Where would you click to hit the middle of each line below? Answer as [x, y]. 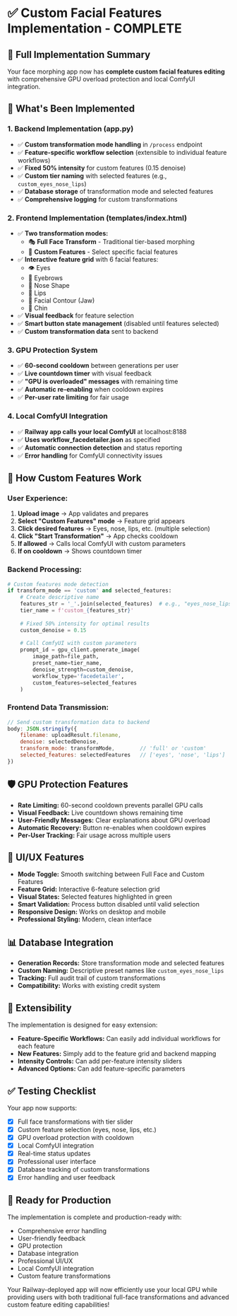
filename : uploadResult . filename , [71, 735]
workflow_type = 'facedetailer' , [79, 676]
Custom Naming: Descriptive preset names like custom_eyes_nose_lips [121, 971]
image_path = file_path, [66, 657]
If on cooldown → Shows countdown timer [80, 551]
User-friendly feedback [51, 1238]
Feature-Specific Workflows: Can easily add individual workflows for [119, 1039]
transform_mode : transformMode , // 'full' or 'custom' [113, 749]
